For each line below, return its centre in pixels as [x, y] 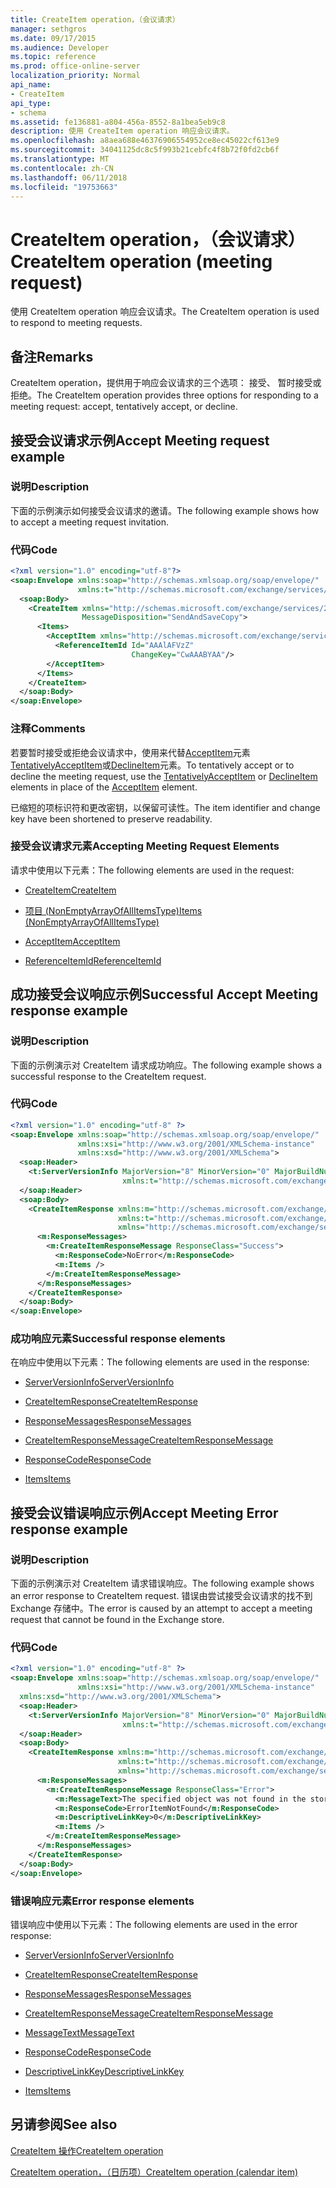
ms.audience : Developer [60, 47]
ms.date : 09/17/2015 [53, 38]
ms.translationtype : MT [60, 159]
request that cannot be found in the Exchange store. [117, 1620]
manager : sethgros [48, 29]
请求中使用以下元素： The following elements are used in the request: [152, 870]
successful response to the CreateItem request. [108, 1076]
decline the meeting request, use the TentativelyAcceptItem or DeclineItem [164, 776]
